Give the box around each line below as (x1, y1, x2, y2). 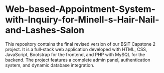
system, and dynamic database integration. (5, 62, 95, 68)
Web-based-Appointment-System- (5, 3, 155, 15)
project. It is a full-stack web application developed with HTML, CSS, (5, 46, 147, 52)
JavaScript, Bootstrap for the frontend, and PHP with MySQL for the (5, 51, 145, 58)
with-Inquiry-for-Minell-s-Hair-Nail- (5, 14, 159, 25)
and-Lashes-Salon (5, 25, 84, 36)
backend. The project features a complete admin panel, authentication (5, 57, 150, 63)
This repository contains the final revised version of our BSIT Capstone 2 (5, 41, 155, 47)
